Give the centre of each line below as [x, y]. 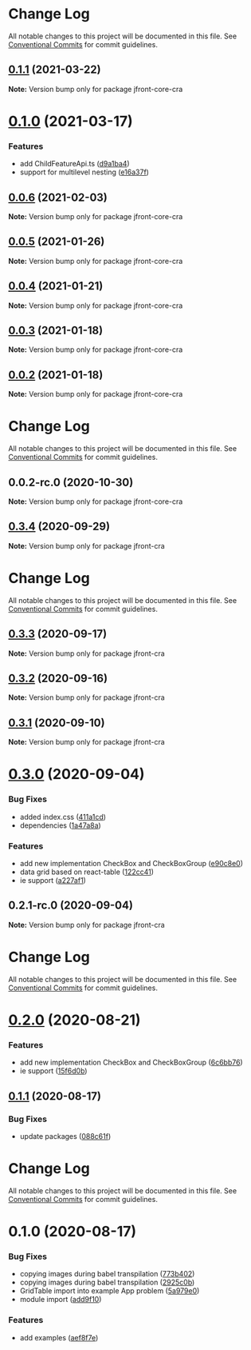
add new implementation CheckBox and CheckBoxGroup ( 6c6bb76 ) [131, 1062]
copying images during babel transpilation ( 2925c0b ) [107, 1282]
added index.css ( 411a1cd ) [63, 817]
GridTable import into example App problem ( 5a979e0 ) [110, 1291]
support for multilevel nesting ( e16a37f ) [84, 172]
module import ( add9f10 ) [61, 1300]
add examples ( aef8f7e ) [59, 1337]
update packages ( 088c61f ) [65, 1136]
